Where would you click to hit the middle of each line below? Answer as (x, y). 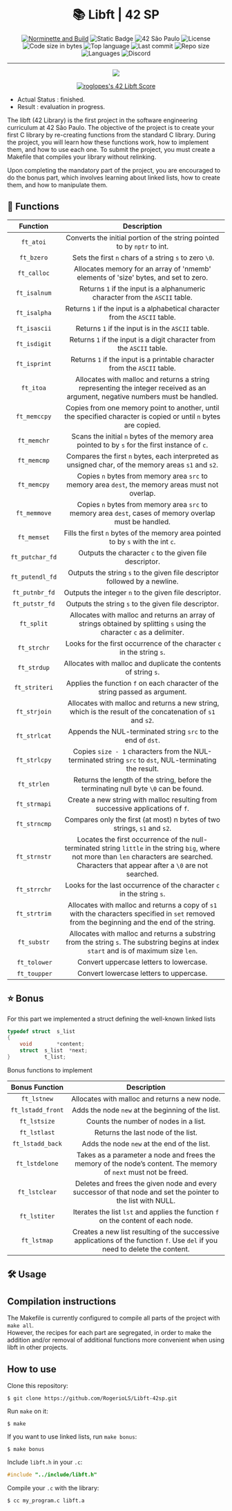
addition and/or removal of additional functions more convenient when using (116, 1340)
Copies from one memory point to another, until (142, 407)
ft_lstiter (37, 1216)
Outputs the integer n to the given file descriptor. (142, 593)
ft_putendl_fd (34, 577)
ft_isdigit (34, 344)
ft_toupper (35, 973)
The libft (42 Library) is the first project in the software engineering (103, 120)
